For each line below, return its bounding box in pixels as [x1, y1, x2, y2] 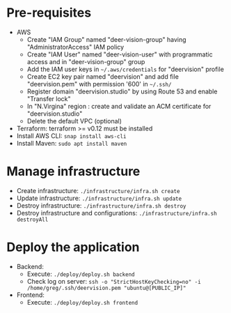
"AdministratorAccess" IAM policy [26, 43, 125, 51]
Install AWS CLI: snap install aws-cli [16, 131, 127, 140]
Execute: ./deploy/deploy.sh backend [26, 270, 135, 278]
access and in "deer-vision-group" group [26, 57, 145, 66]
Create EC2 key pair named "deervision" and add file [26, 72, 179, 81]
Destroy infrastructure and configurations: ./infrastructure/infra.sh [16, 208, 217, 217]
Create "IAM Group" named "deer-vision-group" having [26, 35, 186, 43]
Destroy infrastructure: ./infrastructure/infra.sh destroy [16, 201, 186, 210]
